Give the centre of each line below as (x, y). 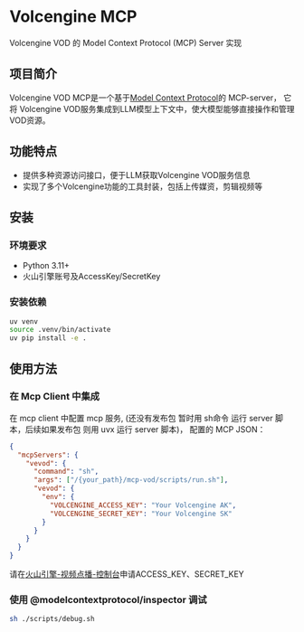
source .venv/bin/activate (60, 330)
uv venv (24, 321)
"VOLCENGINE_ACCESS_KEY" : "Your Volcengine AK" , (143, 505)
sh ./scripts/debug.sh (52, 619)
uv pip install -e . (48, 338)
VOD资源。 (30, 120)
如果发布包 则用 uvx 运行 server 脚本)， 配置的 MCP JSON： (153, 429)
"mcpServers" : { (48, 455)
